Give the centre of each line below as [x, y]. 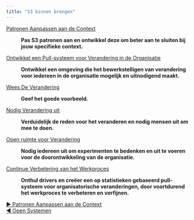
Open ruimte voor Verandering [43, 139]
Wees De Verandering [33, 87]
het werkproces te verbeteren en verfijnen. [75, 193]
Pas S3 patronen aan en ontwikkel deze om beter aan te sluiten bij [103, 40]
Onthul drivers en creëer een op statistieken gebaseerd [90, 180]
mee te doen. [38, 127]
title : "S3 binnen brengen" [41, 12]
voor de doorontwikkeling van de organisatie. [78, 157]
